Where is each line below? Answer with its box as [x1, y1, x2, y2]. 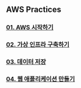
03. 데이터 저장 [6, 58, 47, 66]
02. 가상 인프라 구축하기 [6, 40, 70, 49]
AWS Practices [6, 5, 61, 15]
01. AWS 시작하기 [6, 23, 54, 32]
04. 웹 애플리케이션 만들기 [6, 75, 75, 83]
